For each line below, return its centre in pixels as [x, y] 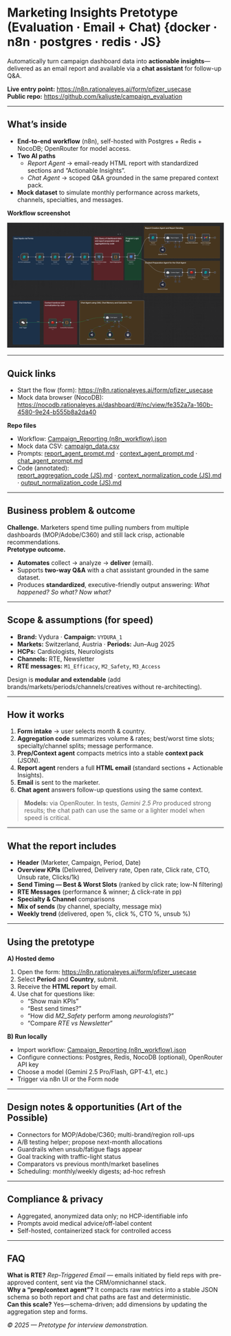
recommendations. [34, 542]
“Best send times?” [54, 1009]
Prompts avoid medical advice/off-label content [85, 1223]
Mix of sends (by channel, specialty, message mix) [89, 907]
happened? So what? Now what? [64, 592]
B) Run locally [27, 1037]
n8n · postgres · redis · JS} [84, 42]
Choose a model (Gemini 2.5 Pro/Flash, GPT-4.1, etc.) [92, 1072]
